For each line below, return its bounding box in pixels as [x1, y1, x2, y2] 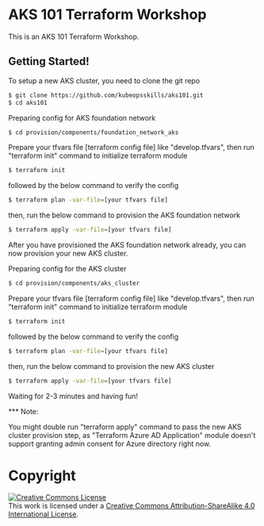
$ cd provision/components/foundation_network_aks [8, 129, 179, 136]
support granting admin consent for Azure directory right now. [8, 439, 212, 448]
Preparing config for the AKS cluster [8, 264, 127, 273]
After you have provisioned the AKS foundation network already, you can [8, 240, 247, 249]
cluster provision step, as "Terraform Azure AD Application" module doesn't [8, 430, 256, 440]
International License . [8, 509, 79, 519]
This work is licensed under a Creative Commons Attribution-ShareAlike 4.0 [8, 501, 255, 511]
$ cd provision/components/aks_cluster [8, 279, 140, 287]
